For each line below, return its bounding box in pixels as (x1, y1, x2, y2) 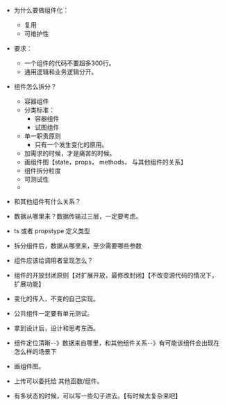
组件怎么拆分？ (13, 83, 57, 90)
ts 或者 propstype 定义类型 (13, 227, 90, 235)
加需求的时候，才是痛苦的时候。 (24, 149, 116, 158)
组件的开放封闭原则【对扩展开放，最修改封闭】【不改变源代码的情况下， (13, 271, 218, 279)
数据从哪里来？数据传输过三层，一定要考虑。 (13, 212, 142, 220)
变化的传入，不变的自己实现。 (13, 294, 99, 303)
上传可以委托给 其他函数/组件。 (13, 377, 103, 385)
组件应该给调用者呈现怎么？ (13, 256, 94, 264)
